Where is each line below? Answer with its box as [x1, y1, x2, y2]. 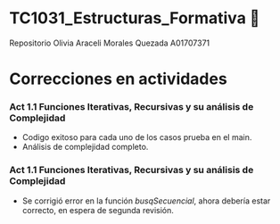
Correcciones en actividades [9, 69, 227, 89]
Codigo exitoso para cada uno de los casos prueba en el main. [21, 132, 252, 143]
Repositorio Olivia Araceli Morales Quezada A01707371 [9, 37, 210, 48]
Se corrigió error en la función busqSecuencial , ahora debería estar [21, 195, 271, 206]
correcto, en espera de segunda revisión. [21, 204, 174, 215]
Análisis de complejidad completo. [21, 142, 149, 153]
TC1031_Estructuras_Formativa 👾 [9, 8, 260, 29]
